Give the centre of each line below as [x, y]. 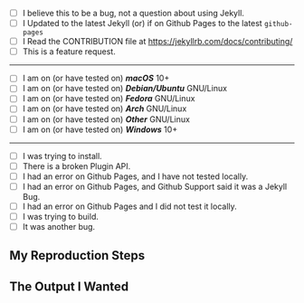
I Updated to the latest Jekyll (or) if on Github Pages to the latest [142, 24]
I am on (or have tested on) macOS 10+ [96, 78]
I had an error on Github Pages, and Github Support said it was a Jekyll [155, 186]
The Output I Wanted [69, 286]
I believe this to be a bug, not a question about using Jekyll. [133, 13]
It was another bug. [59, 227]
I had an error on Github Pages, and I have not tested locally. [135, 176]
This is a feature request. [69, 52]
